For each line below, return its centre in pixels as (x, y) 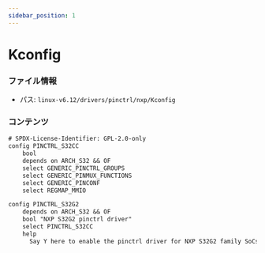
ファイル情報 (33, 81)
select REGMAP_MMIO (54, 191)
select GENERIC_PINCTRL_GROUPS (74, 168)
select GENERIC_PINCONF (62, 183)
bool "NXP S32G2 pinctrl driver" (77, 219)
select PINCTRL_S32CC (58, 227)
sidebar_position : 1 (42, 15)
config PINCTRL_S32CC (44, 146)
